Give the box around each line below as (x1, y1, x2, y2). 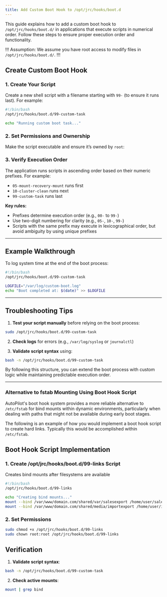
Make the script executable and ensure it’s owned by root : (5, 144, 125, 150)
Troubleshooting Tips (5, 307, 74, 315)
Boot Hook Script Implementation (5, 445, 110, 454)
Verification (5, 545, 43, 554)
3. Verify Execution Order (5, 156, 68, 163)
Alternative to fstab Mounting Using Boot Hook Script (5, 389, 137, 396)
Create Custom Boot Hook (5, 66, 88, 75)
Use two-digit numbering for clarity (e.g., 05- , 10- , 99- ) (12, 217, 124, 224)
